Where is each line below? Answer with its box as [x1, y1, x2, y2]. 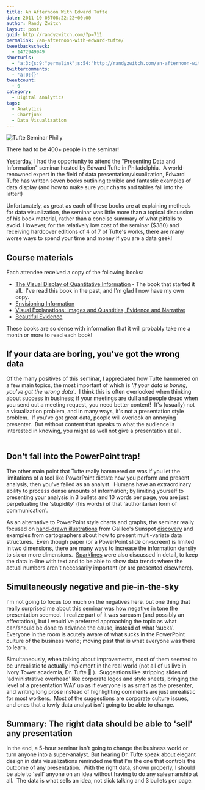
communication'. [6, 506, 48, 514]
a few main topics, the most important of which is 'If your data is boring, [6, 381, 188, 389]
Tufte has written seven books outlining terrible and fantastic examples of [6, 177, 191, 184]
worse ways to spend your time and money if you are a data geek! [6, 235, 173, 242]
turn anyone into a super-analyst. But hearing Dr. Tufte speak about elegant [6, 751, 196, 758]
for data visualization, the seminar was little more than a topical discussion [6, 209, 193, 216]
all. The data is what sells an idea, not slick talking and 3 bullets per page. [6, 777, 193, 784]
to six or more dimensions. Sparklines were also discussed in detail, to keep [6, 551, 198, 558]
